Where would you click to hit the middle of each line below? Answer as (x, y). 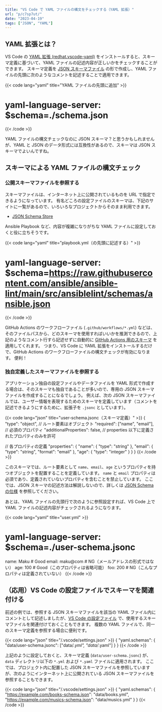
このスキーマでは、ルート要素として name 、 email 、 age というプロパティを (78, 467)
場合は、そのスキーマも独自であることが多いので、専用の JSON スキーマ (82, 389)
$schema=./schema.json (57, 115)
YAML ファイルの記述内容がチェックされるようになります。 (64, 507)
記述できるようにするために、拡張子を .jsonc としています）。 (66, 407)
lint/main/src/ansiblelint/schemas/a (79, 293)
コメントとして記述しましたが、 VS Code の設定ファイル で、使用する (74, 618)
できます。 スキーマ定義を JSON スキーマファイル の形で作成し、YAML (76, 69)
